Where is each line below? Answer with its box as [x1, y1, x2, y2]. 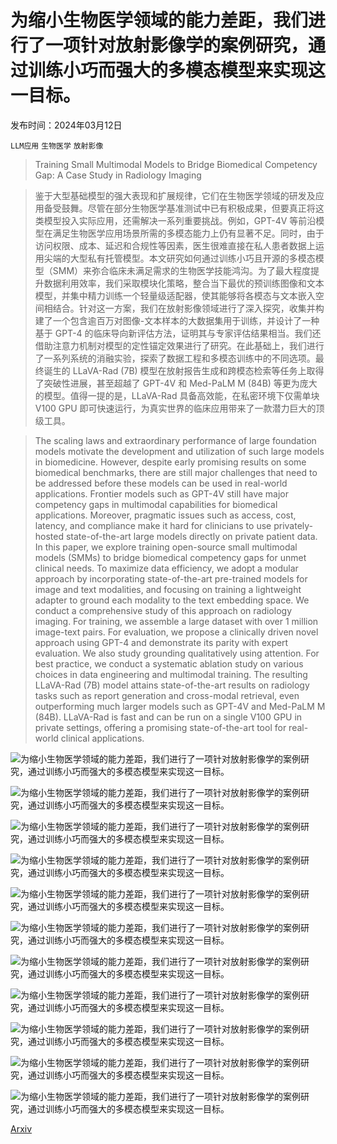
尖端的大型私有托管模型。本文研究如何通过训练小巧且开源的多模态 [43, 252, 316, 264]
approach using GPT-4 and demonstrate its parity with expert [34, 636, 289, 648]
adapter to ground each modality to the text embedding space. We [34, 594, 310, 606]
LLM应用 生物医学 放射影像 [10, 141, 104, 151]
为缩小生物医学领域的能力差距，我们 [10, 9, 309, 32]
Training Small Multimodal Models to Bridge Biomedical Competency [34, 158, 318, 170]
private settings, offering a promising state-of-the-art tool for [34, 721, 287, 733]
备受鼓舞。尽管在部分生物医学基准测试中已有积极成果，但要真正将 [43, 202, 316, 214]
